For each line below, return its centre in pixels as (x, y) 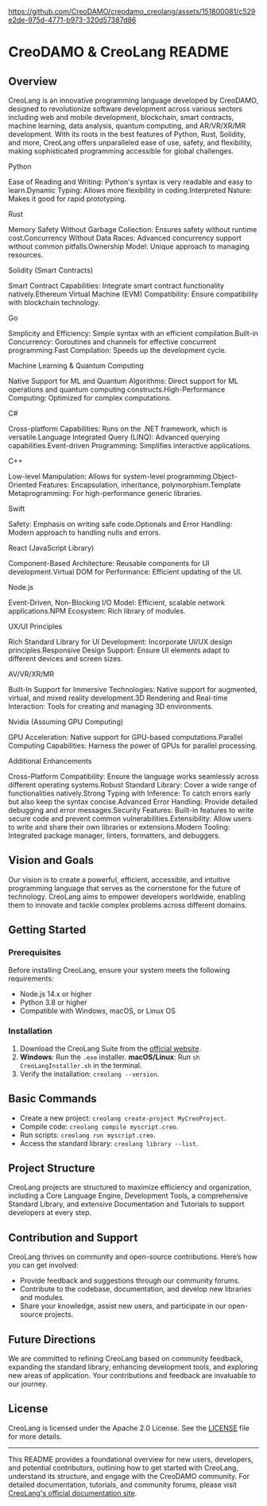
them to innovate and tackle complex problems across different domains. (128, 904)
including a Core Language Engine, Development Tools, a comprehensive (128, 1196)
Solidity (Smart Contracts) (51, 270)
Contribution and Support (73, 1238)
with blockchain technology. (54, 302)
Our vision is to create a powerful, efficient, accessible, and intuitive (119, 879)
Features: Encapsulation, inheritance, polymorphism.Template (139, 485)
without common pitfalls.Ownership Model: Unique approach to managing (129, 246)
